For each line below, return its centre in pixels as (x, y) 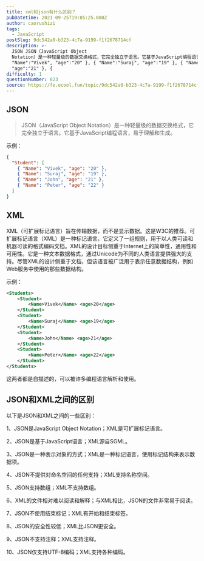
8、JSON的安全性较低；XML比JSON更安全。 (63, 526)
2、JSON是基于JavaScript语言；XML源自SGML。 (69, 441)
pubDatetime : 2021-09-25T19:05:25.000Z (57, 18)
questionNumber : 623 (32, 79)
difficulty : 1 (24, 74)
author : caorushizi (31, 23)
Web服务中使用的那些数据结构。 (46, 269)
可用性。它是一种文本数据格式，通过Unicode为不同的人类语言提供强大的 (97, 254)
